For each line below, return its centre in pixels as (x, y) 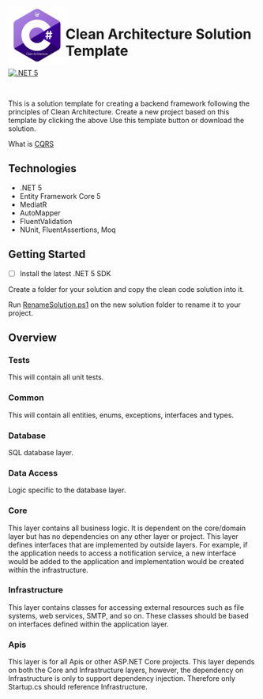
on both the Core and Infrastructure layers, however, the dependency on (126, 670)
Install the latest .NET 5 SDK (65, 273)
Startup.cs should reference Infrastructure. (78, 687)
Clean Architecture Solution (159, 34)
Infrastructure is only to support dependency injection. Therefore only (122, 678)
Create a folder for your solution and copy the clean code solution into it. (126, 289)
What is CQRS (31, 144)
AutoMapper (40, 213)
